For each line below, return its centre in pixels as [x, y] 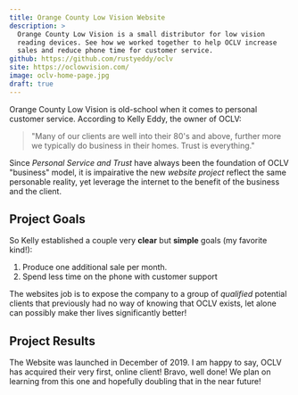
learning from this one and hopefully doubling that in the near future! [135, 382]
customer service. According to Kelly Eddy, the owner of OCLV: [126, 119]
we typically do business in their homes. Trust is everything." [143, 145]
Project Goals [48, 219]
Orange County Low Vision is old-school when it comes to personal [133, 109]
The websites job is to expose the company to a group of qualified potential [148, 294]
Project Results [52, 341]
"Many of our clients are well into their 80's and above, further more [156, 136]
